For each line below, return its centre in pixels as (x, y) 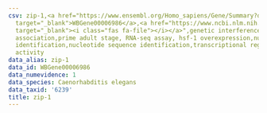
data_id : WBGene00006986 (49, 68)
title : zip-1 (30, 97)
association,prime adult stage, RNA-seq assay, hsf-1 (106, 38)
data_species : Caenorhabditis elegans (72, 82)
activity (30, 53)
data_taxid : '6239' (41, 90)
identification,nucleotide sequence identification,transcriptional (131, 45)
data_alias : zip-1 (39, 60)
